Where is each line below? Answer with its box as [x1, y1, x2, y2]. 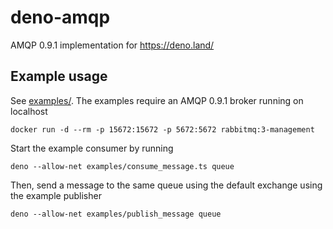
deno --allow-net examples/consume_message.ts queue [10, 161, 235, 171]
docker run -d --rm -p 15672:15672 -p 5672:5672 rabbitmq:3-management [10, 124, 315, 135]
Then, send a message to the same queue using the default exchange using [10, 179, 323, 191]
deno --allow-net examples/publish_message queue [10, 209, 222, 219]
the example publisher [10, 189, 102, 201]
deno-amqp [10, 6, 111, 29]
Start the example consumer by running [10, 142, 174, 154]
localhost [10, 105, 48, 117]
